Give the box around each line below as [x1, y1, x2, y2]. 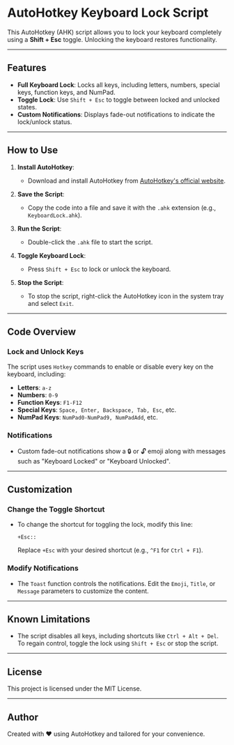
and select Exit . [27, 299, 75, 307]
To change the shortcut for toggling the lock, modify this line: [17, 521, 193, 529]
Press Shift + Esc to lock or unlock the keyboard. [27, 265, 171, 273]
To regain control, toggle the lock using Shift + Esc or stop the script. [17, 639, 219, 647]
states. [17, 102, 37, 111]
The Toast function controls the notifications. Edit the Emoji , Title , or [17, 579, 216, 587]
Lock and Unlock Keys [7, 346, 84, 356]
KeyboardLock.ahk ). [27, 210, 82, 219]
